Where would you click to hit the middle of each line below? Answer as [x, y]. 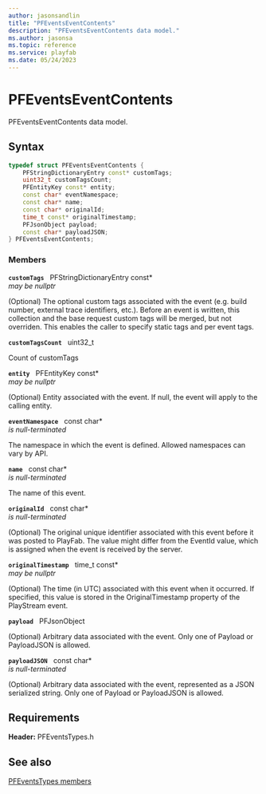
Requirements [44, 718]
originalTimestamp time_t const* [63, 564]
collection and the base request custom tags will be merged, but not [120, 318]
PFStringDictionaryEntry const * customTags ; [98, 172]
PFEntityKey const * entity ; [69, 188]
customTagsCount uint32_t [51, 342]
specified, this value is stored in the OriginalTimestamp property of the [124, 597]
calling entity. [30, 405]
